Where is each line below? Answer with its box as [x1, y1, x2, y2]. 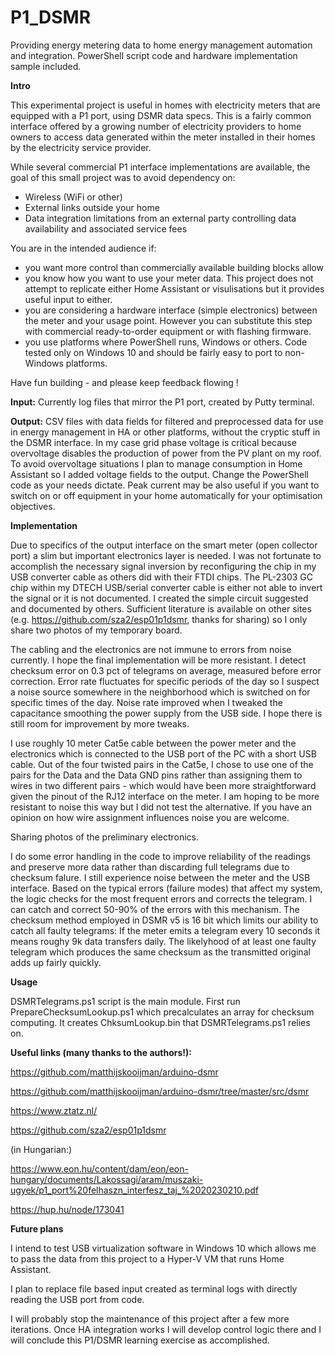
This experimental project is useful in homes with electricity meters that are [10, 99, 321, 111]
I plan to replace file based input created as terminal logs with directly [10, 1282, 298, 1295]
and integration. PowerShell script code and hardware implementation [10, 49, 298, 61]
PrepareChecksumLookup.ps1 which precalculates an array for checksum [10, 1006, 315, 1018]
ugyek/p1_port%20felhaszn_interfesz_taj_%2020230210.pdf [10, 1184, 259, 1196]
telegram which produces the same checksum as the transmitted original [10, 946, 311, 958]
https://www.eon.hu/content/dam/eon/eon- [10, 1162, 189, 1175]
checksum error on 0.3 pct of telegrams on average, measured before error [10, 664, 322, 676]
